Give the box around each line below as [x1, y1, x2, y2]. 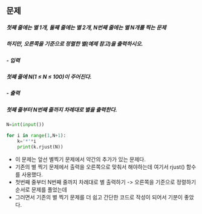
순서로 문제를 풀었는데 [15, 186, 68, 193]
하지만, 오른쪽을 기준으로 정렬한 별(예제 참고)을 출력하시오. [6, 40, 143, 47]
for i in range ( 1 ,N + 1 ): [6, 133, 67, 139]
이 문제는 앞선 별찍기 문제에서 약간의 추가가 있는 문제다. [15, 155, 146, 162]
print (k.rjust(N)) [17, 144, 64, 150]
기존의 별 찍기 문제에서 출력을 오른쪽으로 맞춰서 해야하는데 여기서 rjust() [15, 163, 186, 170]
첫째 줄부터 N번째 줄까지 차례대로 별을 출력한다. [6, 105, 117, 113]
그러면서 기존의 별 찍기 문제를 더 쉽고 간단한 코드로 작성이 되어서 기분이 [15, 193, 183, 201]
